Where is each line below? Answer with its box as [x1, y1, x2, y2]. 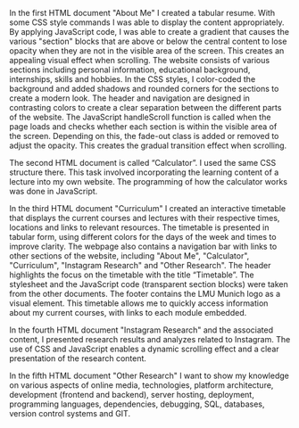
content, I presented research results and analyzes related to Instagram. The [9, 334, 291, 344]
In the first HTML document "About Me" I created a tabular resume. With [9, 8, 275, 18]
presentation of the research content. [9, 353, 147, 364]
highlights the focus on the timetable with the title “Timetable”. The [9, 269, 254, 280]
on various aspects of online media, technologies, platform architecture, [9, 380, 274, 391]
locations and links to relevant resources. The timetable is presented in [9, 222, 270, 233]
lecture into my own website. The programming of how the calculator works [9, 177, 288, 186]
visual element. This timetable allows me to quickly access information [9, 298, 269, 309]
